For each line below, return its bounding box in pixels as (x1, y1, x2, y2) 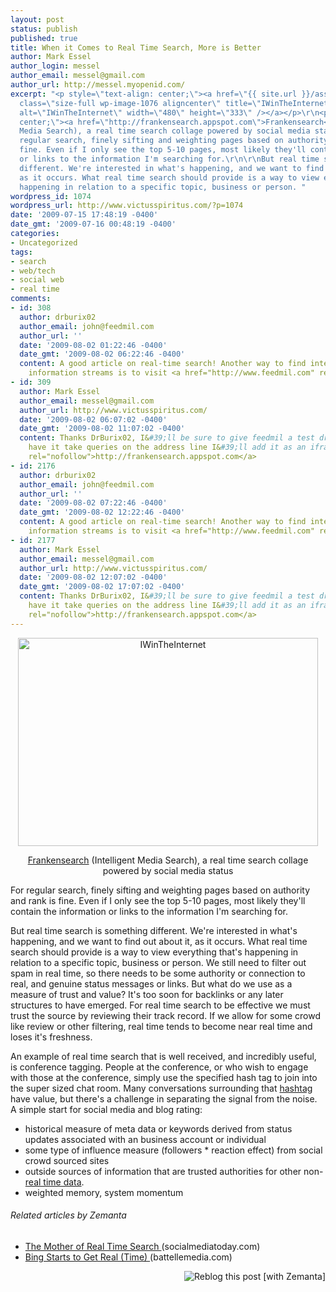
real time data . (24, 1176, 85, 1188)
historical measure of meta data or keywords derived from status (24, 1122, 293, 1135)
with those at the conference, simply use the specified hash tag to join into (10, 1071, 318, 1083)
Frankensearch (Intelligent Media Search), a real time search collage (27, 854, 309, 866)
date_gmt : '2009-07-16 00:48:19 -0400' (10, 219, 177, 230)
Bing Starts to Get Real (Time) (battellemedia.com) (24, 1251, 233, 1263)
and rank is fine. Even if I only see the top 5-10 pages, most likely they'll (10, 894, 306, 906)
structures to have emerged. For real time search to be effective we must (10, 999, 311, 1011)
